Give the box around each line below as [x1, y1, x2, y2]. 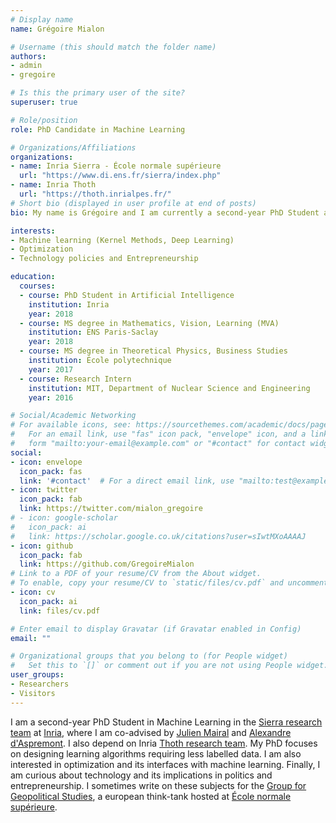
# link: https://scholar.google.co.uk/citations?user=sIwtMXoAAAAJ [10, 531, 307, 541]
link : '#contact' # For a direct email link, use [19, 476, 235, 486]
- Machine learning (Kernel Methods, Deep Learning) [10, 235, 235, 245]
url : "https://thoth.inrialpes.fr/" [19, 189, 172, 199]
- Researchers [10, 679, 70, 689]
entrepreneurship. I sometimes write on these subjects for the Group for [10, 779, 307, 791]
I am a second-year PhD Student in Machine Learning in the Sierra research [10, 716, 323, 728]
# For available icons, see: [10, 420, 132, 430]
